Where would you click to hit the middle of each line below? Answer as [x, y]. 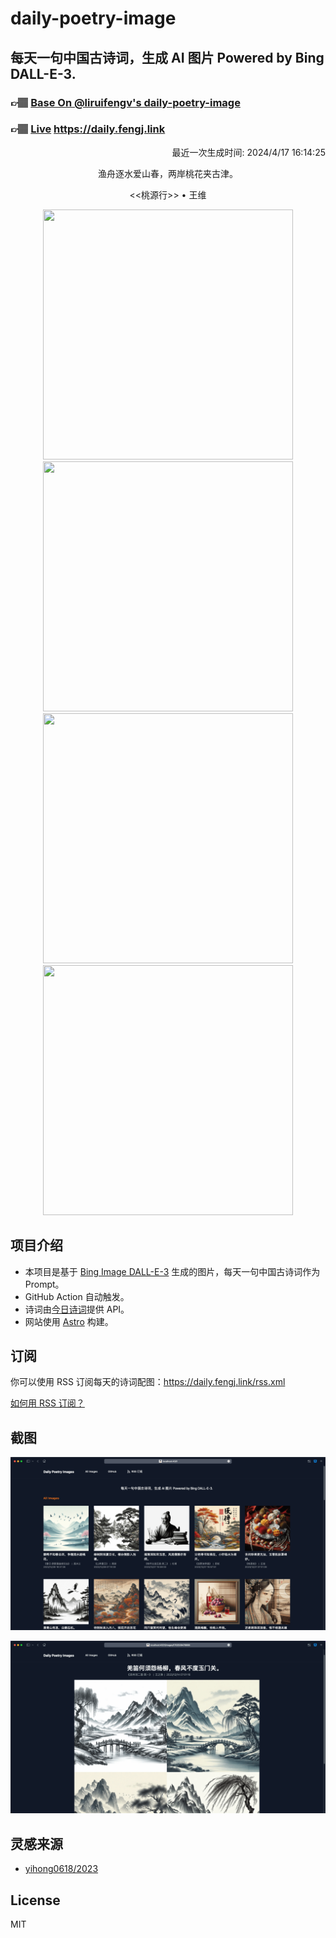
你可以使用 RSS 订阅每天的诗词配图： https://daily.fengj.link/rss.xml [148, 1382]
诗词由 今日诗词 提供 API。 [77, 1309]
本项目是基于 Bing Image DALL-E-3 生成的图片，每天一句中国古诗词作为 [172, 1271]
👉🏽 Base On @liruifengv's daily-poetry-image [125, 102]
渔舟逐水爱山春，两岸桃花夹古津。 [168, 173]
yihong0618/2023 [61, 1869]
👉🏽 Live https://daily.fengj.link [88, 129]
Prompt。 [44, 1284]
